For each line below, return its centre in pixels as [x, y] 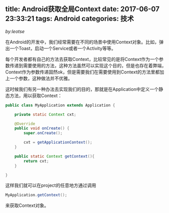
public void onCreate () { [42, 128]
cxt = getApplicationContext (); [58, 143]
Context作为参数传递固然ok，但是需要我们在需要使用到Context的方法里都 [82, 72]
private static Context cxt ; [45, 114]
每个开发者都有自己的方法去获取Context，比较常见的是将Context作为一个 [82, 59]
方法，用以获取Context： [36, 96]
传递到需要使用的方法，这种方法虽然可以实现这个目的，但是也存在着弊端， [88, 65]
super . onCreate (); [43, 133]
